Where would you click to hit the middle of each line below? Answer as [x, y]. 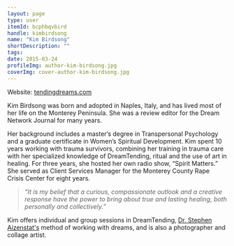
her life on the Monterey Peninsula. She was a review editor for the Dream [114, 113]
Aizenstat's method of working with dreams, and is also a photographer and [116, 227]
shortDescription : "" [39, 46]
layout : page [26, 14]
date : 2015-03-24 [32, 59]
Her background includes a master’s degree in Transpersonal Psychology [113, 134]
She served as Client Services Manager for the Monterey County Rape [109, 171]
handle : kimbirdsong [37, 33]
